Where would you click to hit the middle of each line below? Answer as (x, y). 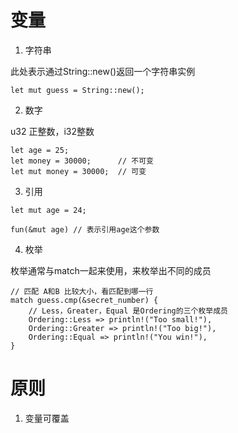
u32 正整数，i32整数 (52, 131)
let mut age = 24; (48, 210)
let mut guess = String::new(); (77, 90)
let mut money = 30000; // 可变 (78, 171)
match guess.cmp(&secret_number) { (84, 300)
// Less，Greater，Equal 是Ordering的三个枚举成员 (128, 311)
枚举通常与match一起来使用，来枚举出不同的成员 (111, 270)
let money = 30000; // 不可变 (82, 161)
